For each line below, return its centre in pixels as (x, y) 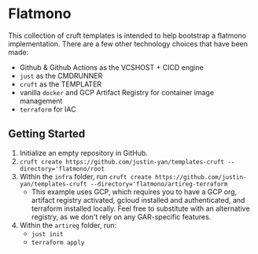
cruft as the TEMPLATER (61, 84)
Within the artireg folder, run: (68, 225)
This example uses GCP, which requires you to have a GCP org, (134, 191)
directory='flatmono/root (62, 169)
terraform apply (58, 242)
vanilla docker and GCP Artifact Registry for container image (117, 92)
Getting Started (47, 134)
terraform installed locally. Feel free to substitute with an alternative (140, 208)
